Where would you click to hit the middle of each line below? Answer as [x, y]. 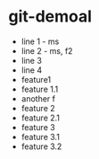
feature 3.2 [41, 146]
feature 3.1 [40, 137]
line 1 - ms [40, 41]
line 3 [31, 60]
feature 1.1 [40, 89]
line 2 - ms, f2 [47, 50]
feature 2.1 [40, 118]
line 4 [31, 70]
